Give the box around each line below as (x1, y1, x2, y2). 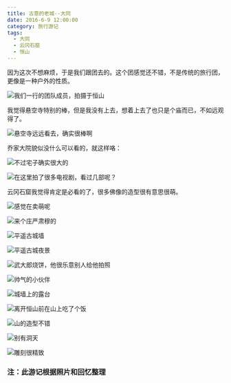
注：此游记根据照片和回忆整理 (7, 367, 107, 377)
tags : (7, 29, 23, 36)
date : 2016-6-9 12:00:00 (7, 17, 78, 23)
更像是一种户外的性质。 (7, 76, 74, 85)
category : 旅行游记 (7, 23, 59, 30)
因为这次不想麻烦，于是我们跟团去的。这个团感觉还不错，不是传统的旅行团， (7, 68, 224, 76)
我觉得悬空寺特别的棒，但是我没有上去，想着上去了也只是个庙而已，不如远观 (7, 106, 224, 114)
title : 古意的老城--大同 (7, 10, 71, 17)
